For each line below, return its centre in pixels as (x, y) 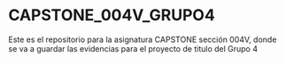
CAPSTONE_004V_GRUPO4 (112, 15)
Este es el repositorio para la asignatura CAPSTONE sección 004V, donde (143, 39)
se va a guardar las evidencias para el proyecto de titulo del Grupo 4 (133, 48)
